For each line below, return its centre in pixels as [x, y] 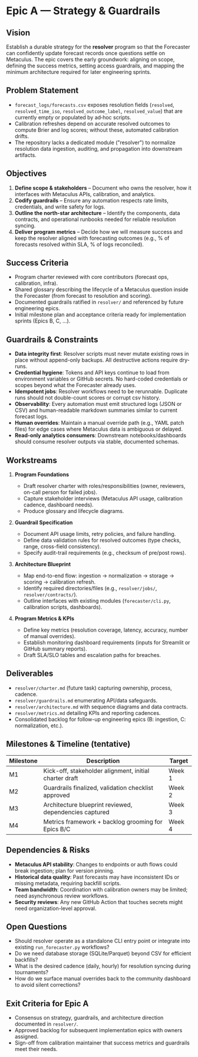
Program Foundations [42, 474]
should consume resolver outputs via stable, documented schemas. [97, 442]
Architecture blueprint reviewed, [88, 805]
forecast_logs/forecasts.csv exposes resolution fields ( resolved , [95, 105]
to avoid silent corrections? [47, 985]
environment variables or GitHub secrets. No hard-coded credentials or [101, 379]
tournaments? [32, 973]
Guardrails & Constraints [52, 339]
